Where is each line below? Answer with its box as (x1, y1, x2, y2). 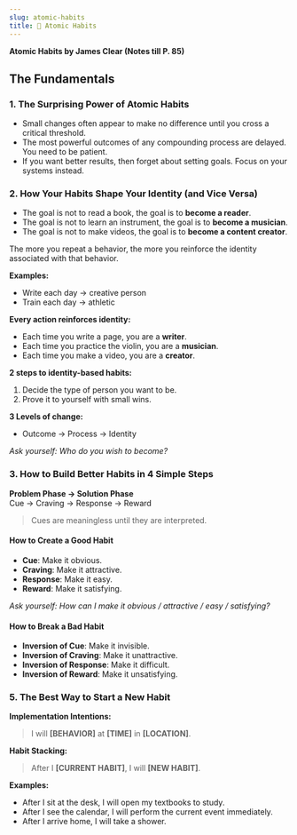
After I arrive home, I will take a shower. (21, 816, 167, 827)
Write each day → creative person (21, 288, 147, 298)
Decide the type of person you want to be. (21, 385, 177, 395)
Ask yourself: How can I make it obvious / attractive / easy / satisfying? (9, 600, 270, 611)
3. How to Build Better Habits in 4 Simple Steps (9, 468, 215, 481)
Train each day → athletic (21, 297, 115, 307)
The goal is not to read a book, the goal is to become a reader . (21, 208, 252, 219)
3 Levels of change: (9, 411, 83, 422)
